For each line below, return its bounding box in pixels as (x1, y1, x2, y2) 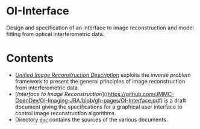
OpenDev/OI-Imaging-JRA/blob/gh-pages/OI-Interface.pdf (14, 97, 161, 104)
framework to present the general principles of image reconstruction (14, 77, 186, 85)
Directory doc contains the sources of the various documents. (14, 116, 168, 123)
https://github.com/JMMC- (107, 90, 175, 97)
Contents (6, 52, 54, 65)
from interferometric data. (14, 84, 80, 91)
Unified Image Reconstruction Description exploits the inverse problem (14, 71, 191, 79)
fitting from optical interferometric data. (6, 30, 104, 37)
